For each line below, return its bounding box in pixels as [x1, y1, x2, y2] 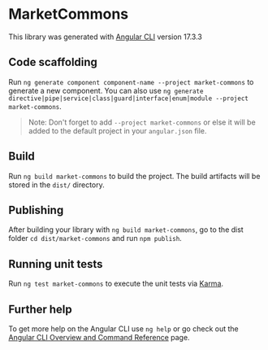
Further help [8, 302, 73, 316]
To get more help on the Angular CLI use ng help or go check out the [8, 324, 239, 334]
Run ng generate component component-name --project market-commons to [8, 77, 254, 86]
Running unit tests [8, 257, 103, 271]
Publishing [8, 203, 64, 217]
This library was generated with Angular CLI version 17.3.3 [8, 32, 203, 42]
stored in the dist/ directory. [8, 180, 106, 190]
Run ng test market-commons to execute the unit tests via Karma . [8, 278, 224, 289]
